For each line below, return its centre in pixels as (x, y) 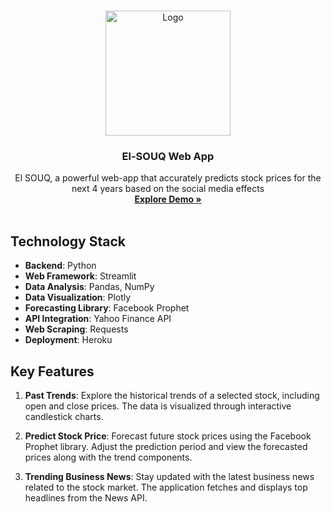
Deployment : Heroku (68, 340)
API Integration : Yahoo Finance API (98, 319)
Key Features (52, 371)
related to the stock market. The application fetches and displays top (166, 487)
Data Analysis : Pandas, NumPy (89, 287)
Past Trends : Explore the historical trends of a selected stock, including (172, 395)
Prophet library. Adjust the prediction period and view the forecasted (166, 446)
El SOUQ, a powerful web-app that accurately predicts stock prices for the (168, 178)
